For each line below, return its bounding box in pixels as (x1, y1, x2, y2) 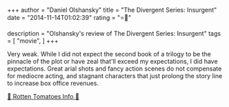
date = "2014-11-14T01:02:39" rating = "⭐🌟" (7, 14, 132, 21)
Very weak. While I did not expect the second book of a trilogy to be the (7, 50, 212, 58)
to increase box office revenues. (7, 79, 99, 87)
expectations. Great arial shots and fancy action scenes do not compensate (7, 64, 222, 73)
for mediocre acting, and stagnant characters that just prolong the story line (7, 72, 223, 80)
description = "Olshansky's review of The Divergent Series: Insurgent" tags (7, 29, 221, 37)
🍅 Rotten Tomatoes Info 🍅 (7, 93, 79, 100)
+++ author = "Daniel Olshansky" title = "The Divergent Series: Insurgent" (7, 6, 217, 14)
